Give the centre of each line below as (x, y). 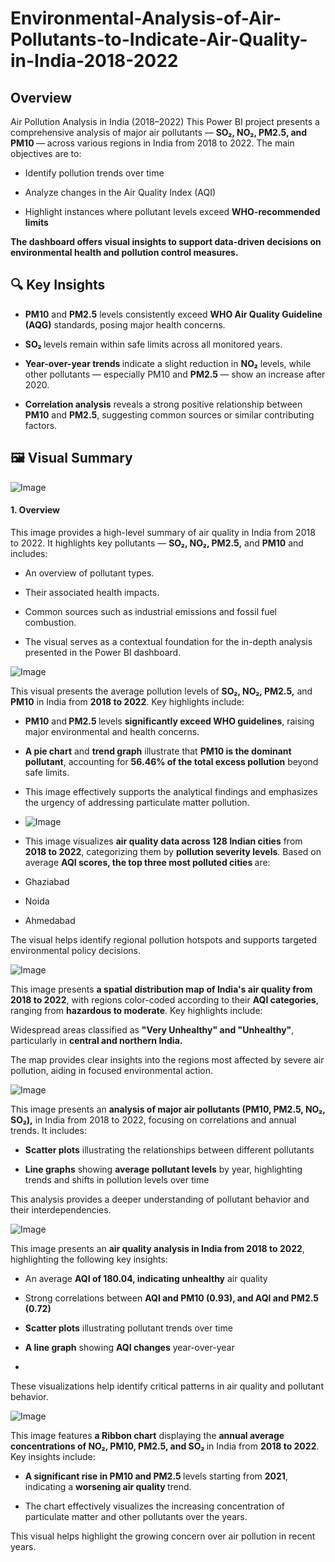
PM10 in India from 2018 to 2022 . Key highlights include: (127, 701)
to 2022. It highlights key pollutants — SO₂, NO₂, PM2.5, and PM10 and (157, 543)
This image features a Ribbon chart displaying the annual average (147, 1435)
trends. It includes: (48, 1130)
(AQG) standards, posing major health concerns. (125, 324)
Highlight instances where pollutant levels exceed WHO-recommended (172, 211)
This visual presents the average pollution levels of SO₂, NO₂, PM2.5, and (161, 691)
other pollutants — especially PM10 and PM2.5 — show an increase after (175, 374)
